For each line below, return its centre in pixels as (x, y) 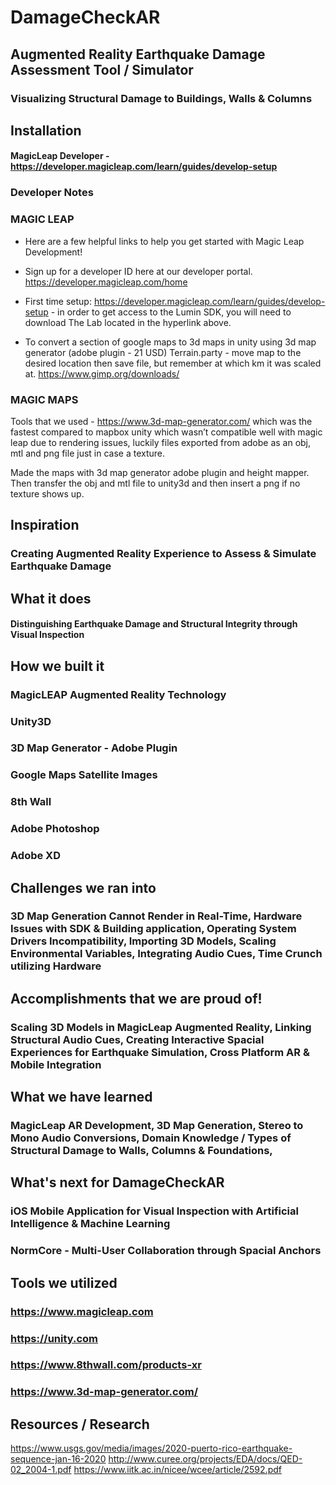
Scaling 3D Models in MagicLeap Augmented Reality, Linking (161, 1027)
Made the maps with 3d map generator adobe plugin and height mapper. (160, 472)
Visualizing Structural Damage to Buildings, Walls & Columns (161, 98)
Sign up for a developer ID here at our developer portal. (138, 271)
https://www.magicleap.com (82, 1311)
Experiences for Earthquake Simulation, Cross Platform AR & (160, 1052)
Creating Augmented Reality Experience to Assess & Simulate (163, 554)
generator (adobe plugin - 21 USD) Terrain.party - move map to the (163, 352)
